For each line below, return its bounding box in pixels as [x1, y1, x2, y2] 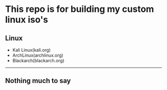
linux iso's [5, 14, 48, 25]
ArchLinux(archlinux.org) [12, 52, 64, 58]
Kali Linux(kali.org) [12, 47, 51, 53]
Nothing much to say [5, 77, 71, 85]
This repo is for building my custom [5, 3, 154, 15]
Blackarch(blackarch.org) [12, 58, 65, 63]
